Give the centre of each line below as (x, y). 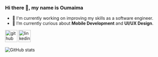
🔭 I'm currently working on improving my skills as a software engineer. (83, 18)
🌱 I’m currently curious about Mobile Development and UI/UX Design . (83, 23)
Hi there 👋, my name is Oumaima (44, 8)
